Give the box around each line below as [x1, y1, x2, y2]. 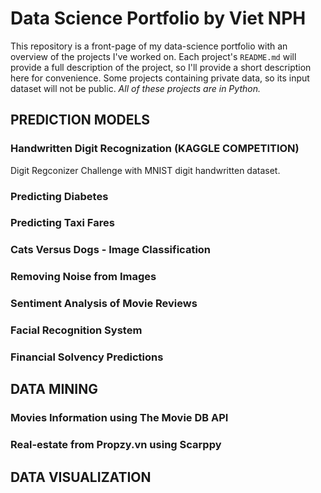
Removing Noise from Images [10, 270, 157, 284]
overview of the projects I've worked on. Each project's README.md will [10, 50, 297, 62]
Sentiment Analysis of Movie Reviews [10, 297, 198, 311]
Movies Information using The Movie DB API [10, 411, 229, 425]
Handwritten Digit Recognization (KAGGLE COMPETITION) [10, 142, 300, 156]
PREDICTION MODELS [10, 112, 151, 129]
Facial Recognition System [10, 323, 143, 337]
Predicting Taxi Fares [10, 216, 115, 230]
